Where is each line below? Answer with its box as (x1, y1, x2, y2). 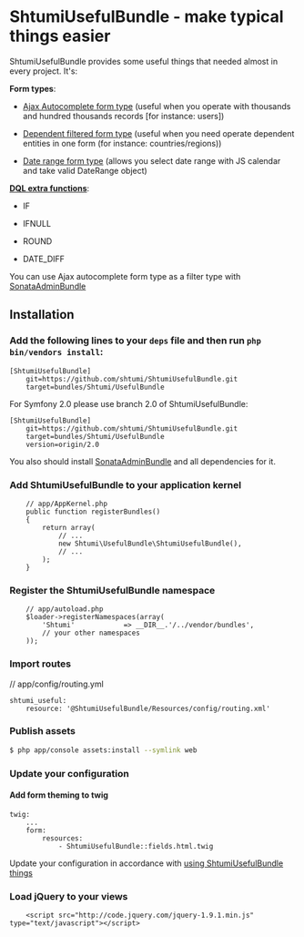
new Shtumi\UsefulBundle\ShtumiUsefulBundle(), (57, 539, 243, 548)
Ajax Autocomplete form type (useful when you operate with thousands (22, 100, 291, 111)
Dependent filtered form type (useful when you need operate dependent (22, 127, 295, 138)
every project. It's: (9, 66, 78, 76)
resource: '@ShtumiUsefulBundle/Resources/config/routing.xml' (25, 704, 271, 713)
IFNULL (22, 218, 52, 229)
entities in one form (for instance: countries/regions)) (22, 137, 222, 148)
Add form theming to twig (9, 789, 109, 800)
